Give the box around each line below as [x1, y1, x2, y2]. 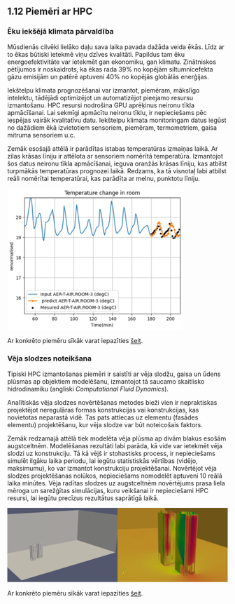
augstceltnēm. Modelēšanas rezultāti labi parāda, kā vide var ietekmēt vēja [7, 441, 222, 450]
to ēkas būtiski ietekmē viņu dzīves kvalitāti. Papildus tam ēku [7, 50, 185, 58]
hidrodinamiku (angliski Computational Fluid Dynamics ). [7, 384, 169, 393]
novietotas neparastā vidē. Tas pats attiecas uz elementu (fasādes [7, 413, 199, 422]
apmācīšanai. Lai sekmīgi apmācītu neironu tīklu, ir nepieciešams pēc [7, 108, 208, 116]
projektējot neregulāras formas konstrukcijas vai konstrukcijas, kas [7, 405, 199, 414]
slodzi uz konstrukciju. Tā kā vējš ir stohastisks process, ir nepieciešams [7, 449, 215, 457]
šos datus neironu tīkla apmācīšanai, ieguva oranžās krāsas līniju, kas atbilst [7, 159, 227, 168]
